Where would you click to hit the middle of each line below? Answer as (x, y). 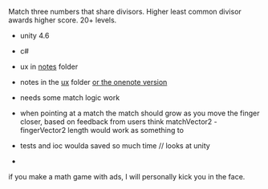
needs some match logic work (70, 98)
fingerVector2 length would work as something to (102, 130)
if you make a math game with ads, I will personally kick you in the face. (127, 177)
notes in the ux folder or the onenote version (93, 82)
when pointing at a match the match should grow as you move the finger (140, 113)
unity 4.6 (35, 36)
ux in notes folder (49, 66)
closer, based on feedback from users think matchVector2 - (119, 122)
